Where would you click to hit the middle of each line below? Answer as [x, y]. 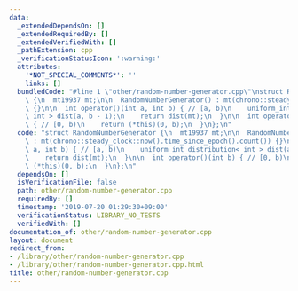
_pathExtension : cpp [55, 51]
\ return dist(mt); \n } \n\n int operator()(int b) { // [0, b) [154, 157]
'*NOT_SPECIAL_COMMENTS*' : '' [81, 75]
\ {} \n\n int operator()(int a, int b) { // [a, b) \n [129, 108]
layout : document [41, 240]
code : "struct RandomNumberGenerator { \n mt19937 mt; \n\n [129, 133]
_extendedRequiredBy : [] [63, 34]
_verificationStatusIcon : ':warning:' [89, 59]
